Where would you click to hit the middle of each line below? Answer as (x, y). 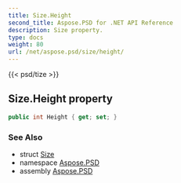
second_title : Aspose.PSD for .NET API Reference (91, 23)
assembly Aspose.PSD (56, 170)
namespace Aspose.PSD (60, 163)
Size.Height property (61, 99)
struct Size (37, 154)
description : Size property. (56, 30)
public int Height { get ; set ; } (63, 117)
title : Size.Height (40, 15)
